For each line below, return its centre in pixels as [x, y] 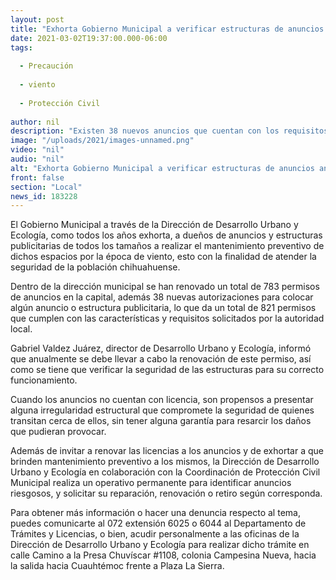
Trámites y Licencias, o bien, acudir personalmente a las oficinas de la [155, 534]
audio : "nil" [37, 159]
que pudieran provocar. [58, 432]
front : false [37, 177]
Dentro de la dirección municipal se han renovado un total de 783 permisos [165, 287]
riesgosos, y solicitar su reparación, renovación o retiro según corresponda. [166, 493]
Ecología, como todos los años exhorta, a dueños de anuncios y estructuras [166, 235]
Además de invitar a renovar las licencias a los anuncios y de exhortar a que [167, 451]
